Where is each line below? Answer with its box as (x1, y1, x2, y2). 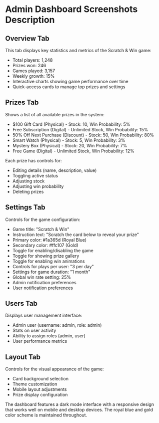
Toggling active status (12, 172, 58, 178)
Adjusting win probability (12, 183, 64, 189)
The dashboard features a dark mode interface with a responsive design (5, 401, 154, 407)
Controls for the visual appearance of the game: (5, 366, 104, 372)
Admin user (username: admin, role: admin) (12, 322, 102, 328)
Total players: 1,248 (12, 57, 53, 63)
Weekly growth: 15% (12, 73, 55, 79)
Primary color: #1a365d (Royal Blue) (12, 237, 86, 243)
